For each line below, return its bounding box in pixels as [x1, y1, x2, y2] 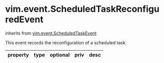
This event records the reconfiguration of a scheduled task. [5, 39, 127, 45]
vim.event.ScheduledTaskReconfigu [5, 3, 160, 15]
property [7, 51, 29, 58]
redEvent [5, 14, 44, 25]
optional [49, 51, 70, 58]
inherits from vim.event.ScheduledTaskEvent [5, 30, 97, 36]
